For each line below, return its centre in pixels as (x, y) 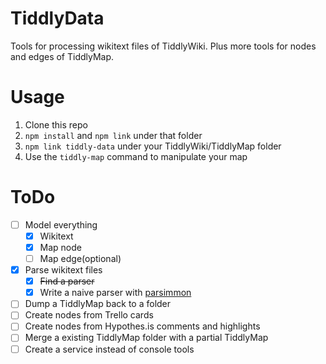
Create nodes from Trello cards (89, 315)
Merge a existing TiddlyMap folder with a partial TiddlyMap (146, 338)
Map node (60, 247)
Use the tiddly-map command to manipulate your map (136, 156)
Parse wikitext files (63, 270)
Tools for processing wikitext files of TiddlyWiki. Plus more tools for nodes (163, 46)
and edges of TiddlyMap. (62, 56)
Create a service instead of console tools (109, 349)
